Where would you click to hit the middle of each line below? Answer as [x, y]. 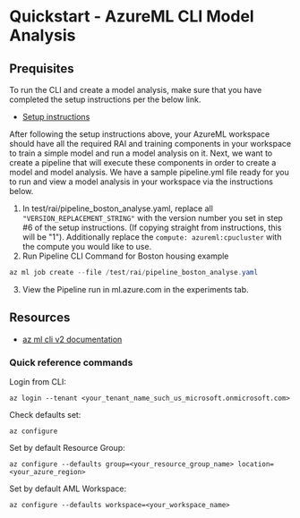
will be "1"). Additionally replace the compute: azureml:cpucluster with [152, 237]
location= [256, 464]
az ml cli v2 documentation [72, 339]
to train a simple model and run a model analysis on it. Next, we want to [141, 153]
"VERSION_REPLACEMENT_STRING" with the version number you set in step [153, 218]
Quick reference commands [71, 362]
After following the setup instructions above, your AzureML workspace [140, 134]
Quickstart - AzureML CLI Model [132, 17]
